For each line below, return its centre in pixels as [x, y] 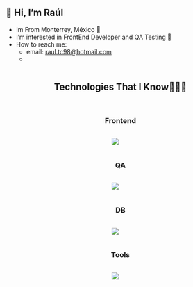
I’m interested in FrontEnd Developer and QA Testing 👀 [94, 37]
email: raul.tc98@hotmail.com [69, 51]
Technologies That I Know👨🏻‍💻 [120, 87]
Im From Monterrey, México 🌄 [58, 29]
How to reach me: [41, 44]
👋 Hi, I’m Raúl [35, 13]
